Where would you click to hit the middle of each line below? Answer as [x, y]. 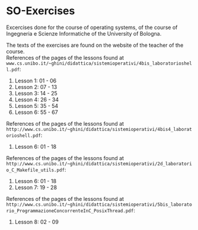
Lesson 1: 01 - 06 [36, 81]
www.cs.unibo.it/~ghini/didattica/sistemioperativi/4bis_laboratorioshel [99, 63]
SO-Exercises [41, 11]
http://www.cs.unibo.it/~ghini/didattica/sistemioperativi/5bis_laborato [99, 205]
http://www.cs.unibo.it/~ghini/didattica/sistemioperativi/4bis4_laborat [99, 129]
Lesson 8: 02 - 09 [37, 222]
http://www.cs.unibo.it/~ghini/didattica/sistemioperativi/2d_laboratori [99, 164]
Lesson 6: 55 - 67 [36, 112]
